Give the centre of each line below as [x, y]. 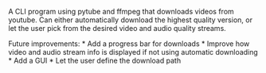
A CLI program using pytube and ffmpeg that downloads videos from [121, 12]
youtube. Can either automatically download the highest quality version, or [131, 20]
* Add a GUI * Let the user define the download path [95, 60]
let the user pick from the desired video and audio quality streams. [117, 28]
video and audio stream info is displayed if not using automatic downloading [133, 52]
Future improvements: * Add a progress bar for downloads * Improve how [129, 44]
